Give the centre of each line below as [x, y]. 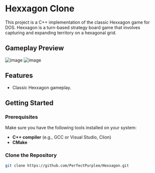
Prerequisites [21, 117]
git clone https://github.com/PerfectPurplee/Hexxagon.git [67, 166]
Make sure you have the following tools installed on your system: [71, 128]
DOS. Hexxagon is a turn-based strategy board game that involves [73, 27]
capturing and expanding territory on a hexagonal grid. [61, 33]
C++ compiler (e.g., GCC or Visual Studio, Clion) [62, 137]
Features [19, 76]
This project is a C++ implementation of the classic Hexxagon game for [77, 22]
